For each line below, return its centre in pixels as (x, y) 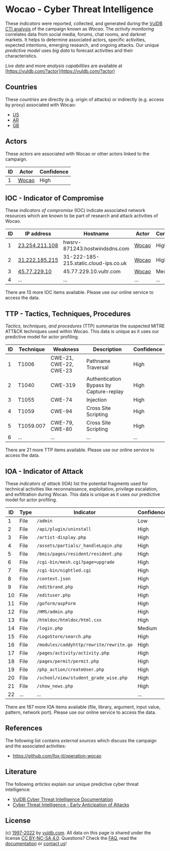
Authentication (104, 379)
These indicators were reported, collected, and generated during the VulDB (84, 23)
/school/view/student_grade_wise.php (82, 678)
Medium (147, 628)
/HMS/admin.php (55, 612)
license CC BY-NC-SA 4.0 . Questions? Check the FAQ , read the (71, 838)
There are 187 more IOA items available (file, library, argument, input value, (83, 707)
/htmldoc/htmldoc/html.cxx (69, 620)
